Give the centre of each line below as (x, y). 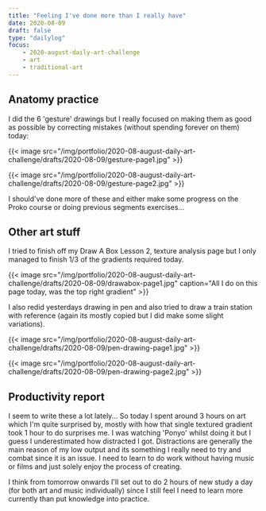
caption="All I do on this (219, 284)
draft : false (30, 30)
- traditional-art (53, 68)
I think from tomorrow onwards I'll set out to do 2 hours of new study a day (131, 482)
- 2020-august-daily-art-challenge (81, 52)
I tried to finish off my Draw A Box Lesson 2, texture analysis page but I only (132, 251)
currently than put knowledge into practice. (79, 499)
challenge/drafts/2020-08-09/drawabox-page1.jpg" (93, 284)
